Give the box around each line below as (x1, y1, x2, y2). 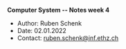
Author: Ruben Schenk (17, 19, 82, 27)
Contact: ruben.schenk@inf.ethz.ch (17, 34, 119, 42)
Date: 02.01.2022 (17, 27, 67, 35)
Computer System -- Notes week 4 (7, 6, 109, 14)
